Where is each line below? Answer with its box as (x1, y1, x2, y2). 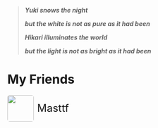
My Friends (7, 72, 75, 87)
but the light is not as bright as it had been (24, 47, 152, 55)
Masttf (37, 101, 69, 115)
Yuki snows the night (24, 6, 88, 14)
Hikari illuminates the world (24, 33, 108, 41)
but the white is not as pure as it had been (24, 20, 150, 27)
